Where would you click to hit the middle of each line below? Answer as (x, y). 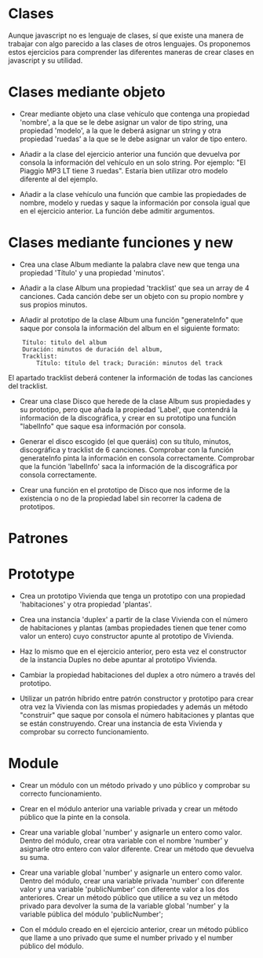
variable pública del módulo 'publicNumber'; (91, 914)
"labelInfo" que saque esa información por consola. (102, 426)
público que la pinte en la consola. (75, 817)
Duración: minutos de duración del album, (93, 349)
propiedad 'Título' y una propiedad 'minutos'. (92, 272)
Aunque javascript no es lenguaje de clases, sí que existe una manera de (126, 35)
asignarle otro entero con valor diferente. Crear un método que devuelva (137, 849)
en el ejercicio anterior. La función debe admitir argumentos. (117, 211)
